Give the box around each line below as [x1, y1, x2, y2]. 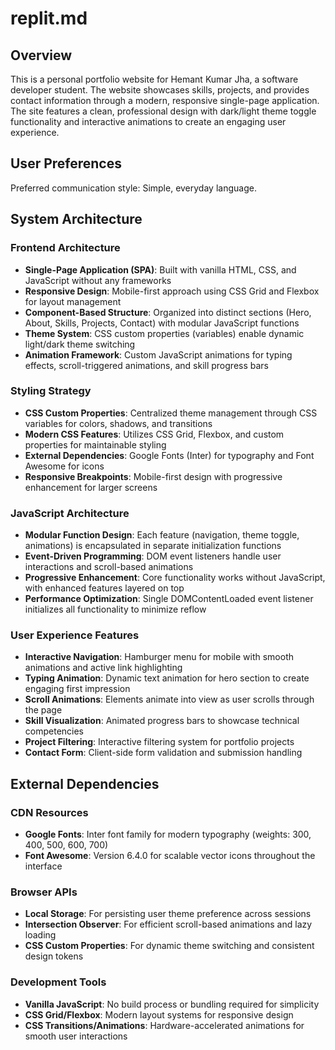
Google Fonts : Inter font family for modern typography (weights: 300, [24, 828, 312, 841]
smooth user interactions [24, 1030, 128, 1042]
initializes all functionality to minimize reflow [24, 603, 207, 616]
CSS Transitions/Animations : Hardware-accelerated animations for [24, 1019, 305, 1031]
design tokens [24, 950, 84, 962]
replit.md [10, 7, 88, 30]
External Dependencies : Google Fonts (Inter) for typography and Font [24, 449, 315, 461]
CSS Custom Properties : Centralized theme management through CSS [24, 407, 318, 419]
